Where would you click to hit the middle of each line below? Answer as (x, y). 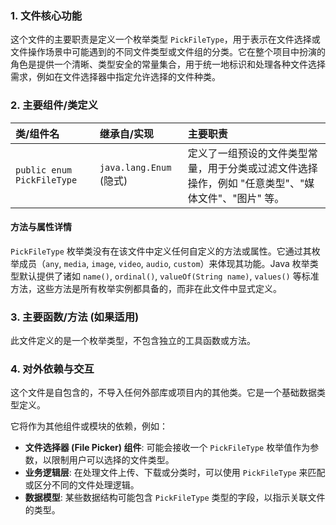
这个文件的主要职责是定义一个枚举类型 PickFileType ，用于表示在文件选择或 (165, 39)
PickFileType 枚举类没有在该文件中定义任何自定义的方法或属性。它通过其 (161, 251)
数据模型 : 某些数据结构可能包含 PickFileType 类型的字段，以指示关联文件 (175, 498)
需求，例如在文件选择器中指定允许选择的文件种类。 (115, 77)
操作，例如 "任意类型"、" (246, 183)
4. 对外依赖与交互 (52, 369)
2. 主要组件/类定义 (54, 105)
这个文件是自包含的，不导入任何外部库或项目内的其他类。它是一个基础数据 (163, 393)
